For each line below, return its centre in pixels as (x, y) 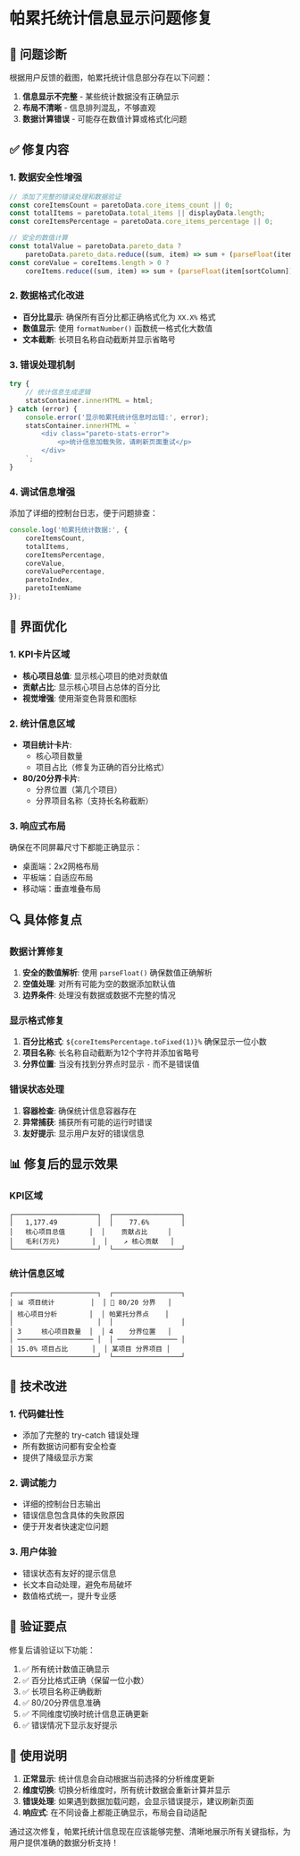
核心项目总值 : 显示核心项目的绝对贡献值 (95, 675)
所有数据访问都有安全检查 (69, 1447)
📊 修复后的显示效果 (64, 1164)
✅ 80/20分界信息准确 (61, 1702)
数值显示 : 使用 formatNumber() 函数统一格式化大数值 (117, 328)
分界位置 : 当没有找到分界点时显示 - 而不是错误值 (111, 1064)
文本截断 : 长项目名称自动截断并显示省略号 (99, 339)
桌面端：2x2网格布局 (61, 866)
